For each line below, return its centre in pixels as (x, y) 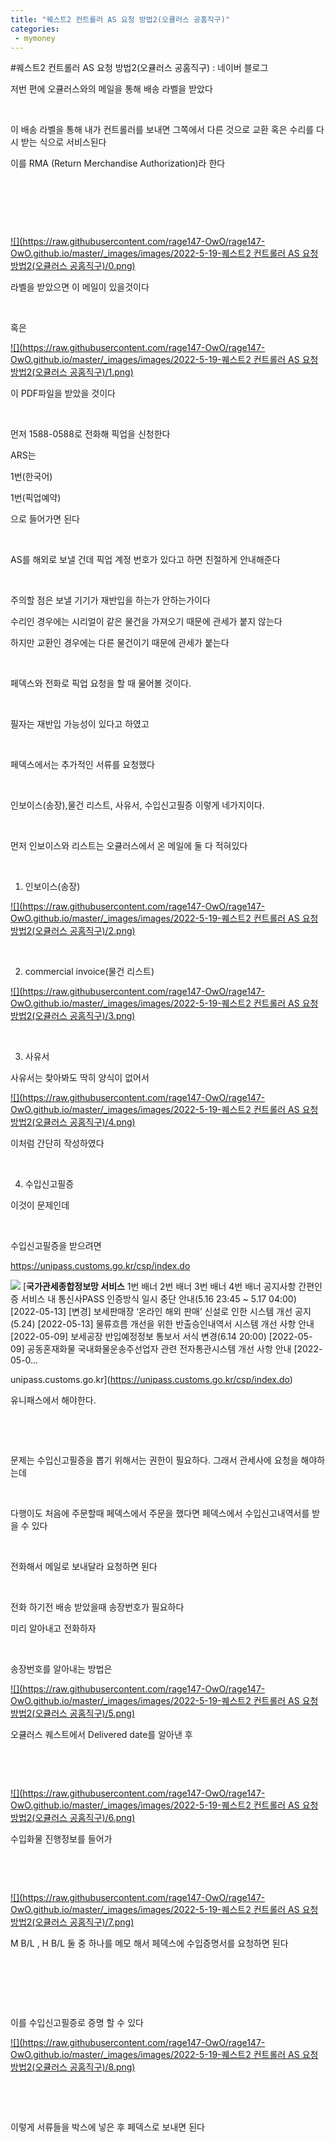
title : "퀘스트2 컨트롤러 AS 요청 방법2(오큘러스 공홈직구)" (120, 19)
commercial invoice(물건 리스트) (89, 972)
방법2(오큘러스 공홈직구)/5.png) (73, 1713)
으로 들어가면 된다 (45, 519)
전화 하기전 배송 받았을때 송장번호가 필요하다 (97, 1607)
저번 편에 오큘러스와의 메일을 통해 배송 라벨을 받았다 (111, 89)
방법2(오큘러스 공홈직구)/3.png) (73, 1016)
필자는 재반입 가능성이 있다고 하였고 (80, 724)
